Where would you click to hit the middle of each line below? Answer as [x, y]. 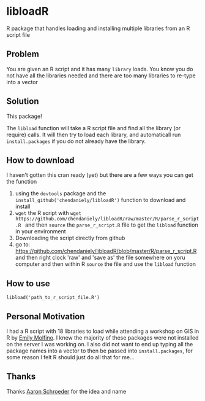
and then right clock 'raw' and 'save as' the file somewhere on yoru [100, 258]
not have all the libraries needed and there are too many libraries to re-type [101, 76]
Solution [23, 102]
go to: [23, 244]
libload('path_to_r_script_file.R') [53, 298]
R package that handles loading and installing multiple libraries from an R [98, 28]
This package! [24, 116]
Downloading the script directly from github [70, 238]
